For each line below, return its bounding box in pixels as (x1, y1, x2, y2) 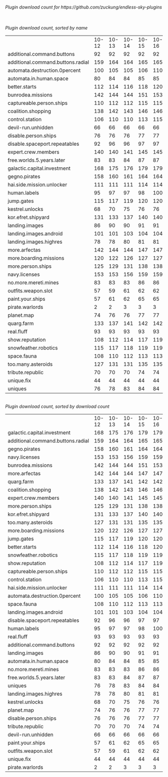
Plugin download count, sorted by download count (5, 403, 110, 409)
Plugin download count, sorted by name (5, 25, 88, 31)
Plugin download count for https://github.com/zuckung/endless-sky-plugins (5, 4, 162, 10)
